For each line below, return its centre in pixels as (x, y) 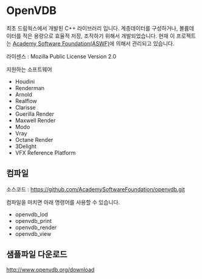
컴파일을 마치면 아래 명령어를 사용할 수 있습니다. (63, 202)
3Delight (26, 146)
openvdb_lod (31, 214)
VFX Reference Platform (45, 152)
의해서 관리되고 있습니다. (145, 43)
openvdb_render (36, 227)
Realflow (26, 101)
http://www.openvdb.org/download (50, 269)
